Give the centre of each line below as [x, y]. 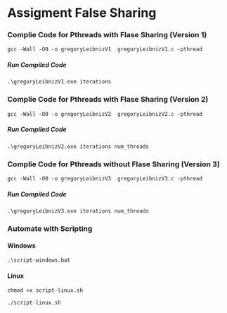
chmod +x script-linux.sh [45, 291]
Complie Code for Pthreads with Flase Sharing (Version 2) [108, 100]
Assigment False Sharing [82, 13]
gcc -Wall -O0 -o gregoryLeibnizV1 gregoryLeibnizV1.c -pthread [105, 49]
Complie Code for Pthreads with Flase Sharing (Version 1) [107, 35]
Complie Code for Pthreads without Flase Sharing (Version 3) [113, 164]
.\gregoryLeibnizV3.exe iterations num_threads [78, 211]
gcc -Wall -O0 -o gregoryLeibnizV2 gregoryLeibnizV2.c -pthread [105, 114]
